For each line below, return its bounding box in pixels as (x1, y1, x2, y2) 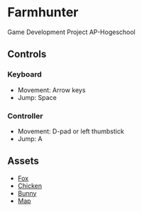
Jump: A (17, 134, 43, 143)
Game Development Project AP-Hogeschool (7, 28, 136, 36)
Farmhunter (7, 4, 79, 21)
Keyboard (7, 69, 43, 79)
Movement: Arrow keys (17, 86, 86, 94)
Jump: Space (17, 93, 57, 101)
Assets (7, 155, 39, 167)
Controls (7, 48, 47, 60)
